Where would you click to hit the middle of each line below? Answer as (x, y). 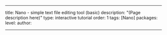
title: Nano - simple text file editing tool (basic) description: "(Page (73, 12)
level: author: (19, 23)
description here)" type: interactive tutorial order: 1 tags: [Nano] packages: (82, 18)
